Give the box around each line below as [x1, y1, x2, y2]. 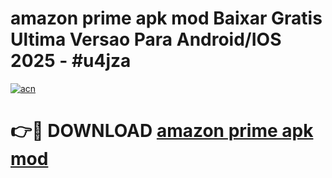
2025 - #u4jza [10, 50, 132, 72]
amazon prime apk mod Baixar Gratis [10, 7, 323, 30]
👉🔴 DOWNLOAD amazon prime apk [10, 120, 314, 142]
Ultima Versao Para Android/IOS [10, 28, 282, 51]
